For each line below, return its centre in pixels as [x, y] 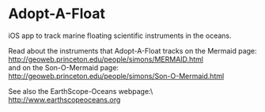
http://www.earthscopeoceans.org [64, 99]
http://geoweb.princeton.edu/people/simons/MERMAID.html [106, 59]
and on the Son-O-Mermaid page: [64, 67]
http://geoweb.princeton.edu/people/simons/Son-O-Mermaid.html [116, 76]
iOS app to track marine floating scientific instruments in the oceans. [120, 35]
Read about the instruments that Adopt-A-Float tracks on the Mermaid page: [132, 50]
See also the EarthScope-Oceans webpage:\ [81, 91]
